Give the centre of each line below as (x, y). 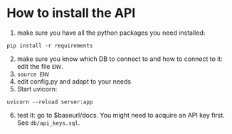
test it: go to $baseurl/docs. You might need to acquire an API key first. (121, 115)
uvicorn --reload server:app (50, 102)
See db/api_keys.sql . (48, 123)
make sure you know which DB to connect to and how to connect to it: (120, 59)
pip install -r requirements (50, 45)
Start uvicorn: (37, 89)
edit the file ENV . (40, 66)
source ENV (33, 74)
